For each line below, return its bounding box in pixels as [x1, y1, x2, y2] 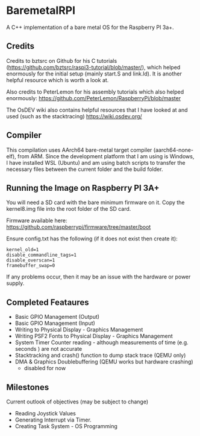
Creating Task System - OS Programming [14, 423, 117, 429]
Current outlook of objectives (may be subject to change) [6, 398, 149, 405]
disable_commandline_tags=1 [6, 252, 77, 258]
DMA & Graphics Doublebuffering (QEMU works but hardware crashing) [14, 358, 194, 365]
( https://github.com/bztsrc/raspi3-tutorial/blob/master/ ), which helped [6, 63, 181, 71]
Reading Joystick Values [14, 410, 77, 417]
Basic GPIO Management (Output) [14, 313, 100, 321]
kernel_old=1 [6, 247, 39, 253]
